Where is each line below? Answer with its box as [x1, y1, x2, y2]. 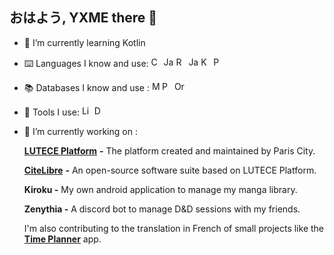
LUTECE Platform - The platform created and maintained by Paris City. [23, 144, 316, 157]
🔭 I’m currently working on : [23, 125, 138, 137]
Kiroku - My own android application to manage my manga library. [23, 183, 298, 195]
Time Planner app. [23, 233, 102, 245]
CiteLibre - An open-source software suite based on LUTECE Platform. [23, 164, 317, 176]
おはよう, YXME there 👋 [9, 9, 158, 27]
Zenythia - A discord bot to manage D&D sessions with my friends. [23, 203, 301, 215]
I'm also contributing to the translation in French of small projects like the [23, 222, 325, 234]
